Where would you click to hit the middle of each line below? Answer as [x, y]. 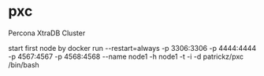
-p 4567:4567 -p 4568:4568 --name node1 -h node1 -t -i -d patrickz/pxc [126, 56]
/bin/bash [24, 64]
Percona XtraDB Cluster [47, 33]
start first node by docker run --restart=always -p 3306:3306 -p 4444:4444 [132, 48]
